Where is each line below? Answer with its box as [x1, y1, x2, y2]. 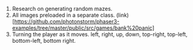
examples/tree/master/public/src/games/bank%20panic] [12, 24, 155, 31]
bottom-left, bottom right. [12, 37, 76, 44]
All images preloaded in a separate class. [12, 11, 115, 19]
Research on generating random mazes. [12, 5, 113, 12]
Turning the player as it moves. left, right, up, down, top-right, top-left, [12, 31, 188, 38]
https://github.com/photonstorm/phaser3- [14, 18, 120, 25]
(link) [116, 11, 129, 19]
